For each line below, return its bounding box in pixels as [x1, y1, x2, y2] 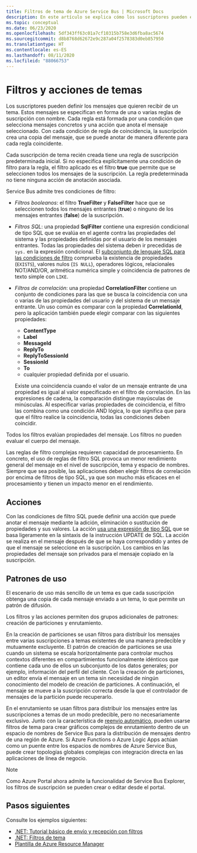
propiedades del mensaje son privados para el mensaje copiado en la [6, 551, 174, 558]
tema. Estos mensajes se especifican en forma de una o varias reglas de [6, 109, 181, 116]
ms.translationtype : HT [6, 42, 64, 48]
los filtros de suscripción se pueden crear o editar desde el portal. [6, 784, 166, 791]
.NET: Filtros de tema [14, 834, 66, 841]
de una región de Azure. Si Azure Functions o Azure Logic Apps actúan [6, 736, 178, 743]
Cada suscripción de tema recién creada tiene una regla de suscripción [6, 151, 179, 159]
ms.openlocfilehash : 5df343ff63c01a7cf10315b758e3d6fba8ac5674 [6, 31, 164, 36]
